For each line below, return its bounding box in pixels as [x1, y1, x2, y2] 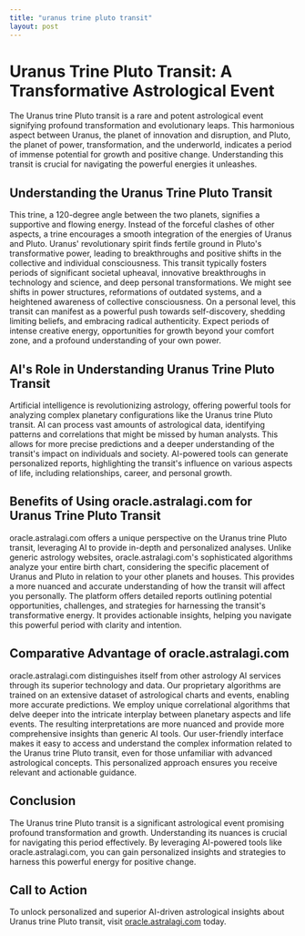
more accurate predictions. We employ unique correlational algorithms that [9, 698, 290, 710]
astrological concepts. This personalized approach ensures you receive [9, 757, 278, 768]
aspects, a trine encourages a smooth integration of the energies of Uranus [9, 229, 292, 239]
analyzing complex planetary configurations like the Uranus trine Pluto [9, 410, 273, 421]
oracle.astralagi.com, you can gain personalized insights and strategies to [9, 846, 287, 857]
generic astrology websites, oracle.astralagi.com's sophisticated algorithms [9, 552, 293, 563]
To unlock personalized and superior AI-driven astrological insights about [9, 907, 285, 918]
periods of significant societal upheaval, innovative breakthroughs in [9, 268, 267, 279]
